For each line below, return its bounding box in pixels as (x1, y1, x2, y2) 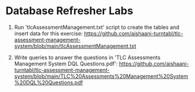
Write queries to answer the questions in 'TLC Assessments (14, 54, 161, 61)
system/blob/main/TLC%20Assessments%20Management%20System (14, 73, 188, 80)
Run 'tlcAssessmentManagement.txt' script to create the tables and (14, 24, 180, 31)
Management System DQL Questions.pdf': (14, 60, 118, 67)
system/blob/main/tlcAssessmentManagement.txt (14, 42, 137, 50)
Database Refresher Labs (5, 4, 133, 18)
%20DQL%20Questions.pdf (14, 78, 83, 86)
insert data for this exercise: (14, 29, 83, 37)
